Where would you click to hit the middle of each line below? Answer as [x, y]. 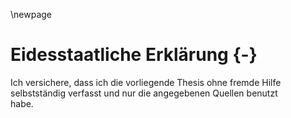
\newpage [31, 14]
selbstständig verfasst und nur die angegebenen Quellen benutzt [144, 93]
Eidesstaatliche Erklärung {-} [134, 55]
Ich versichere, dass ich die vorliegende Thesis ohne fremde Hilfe [146, 82]
